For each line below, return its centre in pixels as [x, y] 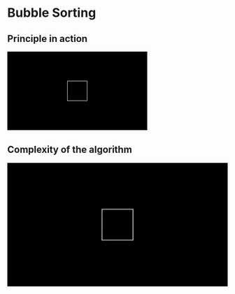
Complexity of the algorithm [70, 150]
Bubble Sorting [52, 13]
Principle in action [48, 39]
